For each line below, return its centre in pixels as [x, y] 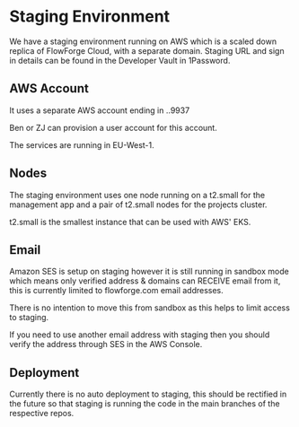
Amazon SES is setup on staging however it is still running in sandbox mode [149, 272]
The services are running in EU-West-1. [82, 144]
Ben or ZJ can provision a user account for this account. [113, 127]
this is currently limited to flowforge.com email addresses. [117, 291]
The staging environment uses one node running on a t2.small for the [137, 195]
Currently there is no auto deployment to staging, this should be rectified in [148, 394]
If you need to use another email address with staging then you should [140, 335]
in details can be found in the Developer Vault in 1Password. [120, 60]
